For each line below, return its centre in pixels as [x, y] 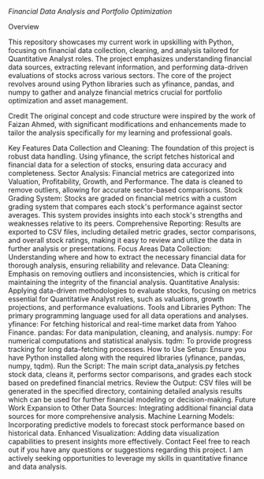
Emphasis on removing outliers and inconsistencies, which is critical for [124, 274]
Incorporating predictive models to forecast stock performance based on [126, 425]
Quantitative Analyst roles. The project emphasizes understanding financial [130, 59]
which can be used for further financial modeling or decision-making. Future [132, 399]
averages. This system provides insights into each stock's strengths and [125, 215]
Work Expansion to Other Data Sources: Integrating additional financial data [131, 408]
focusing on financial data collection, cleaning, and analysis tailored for [123, 50]
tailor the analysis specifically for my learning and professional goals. [121, 133]
